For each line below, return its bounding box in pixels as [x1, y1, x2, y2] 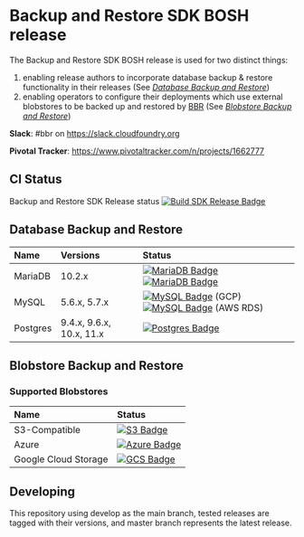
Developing [9, 484, 75, 499]
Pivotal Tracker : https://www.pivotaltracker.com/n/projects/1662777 [9, 146, 265, 156]
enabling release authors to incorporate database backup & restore [22, 71, 273, 82]
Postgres [14, 322, 52, 334]
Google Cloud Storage [14, 453, 109, 466]
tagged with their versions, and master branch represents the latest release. [9, 517, 292, 529]
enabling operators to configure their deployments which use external [22, 91, 283, 102]
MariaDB [14, 269, 52, 282]
